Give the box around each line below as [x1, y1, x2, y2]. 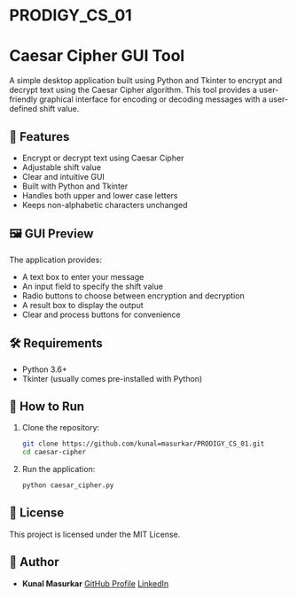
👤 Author [9, 554, 59, 570]
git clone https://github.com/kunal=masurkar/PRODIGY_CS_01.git [21, 439, 265, 448]
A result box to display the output [21, 299, 144, 310]
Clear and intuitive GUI [21, 171, 105, 182]
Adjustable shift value [21, 161, 102, 173]
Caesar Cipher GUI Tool [9, 46, 185, 66]
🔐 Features [9, 129, 70, 144]
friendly [9, 94, 38, 105]
